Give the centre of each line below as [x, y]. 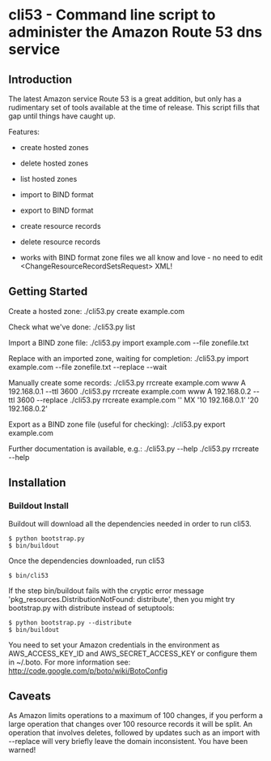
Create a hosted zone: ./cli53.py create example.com [97, 311]
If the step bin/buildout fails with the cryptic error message [106, 591]
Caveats [30, 696]
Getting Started [48, 292]
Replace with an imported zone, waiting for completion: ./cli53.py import [129, 358]
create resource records [60, 226]
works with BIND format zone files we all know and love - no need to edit [141, 258]
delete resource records [60, 242]
